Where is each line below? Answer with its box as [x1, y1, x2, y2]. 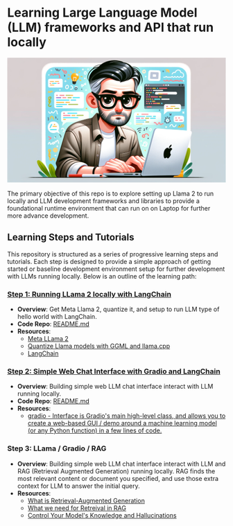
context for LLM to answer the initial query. [17, 482, 140, 490]
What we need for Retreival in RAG [27, 504, 127, 512]
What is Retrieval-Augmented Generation [27, 496, 146, 505]
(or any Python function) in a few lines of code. [27, 426, 162, 435]
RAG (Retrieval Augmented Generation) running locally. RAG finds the [17, 466, 216, 475]
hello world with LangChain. [17, 312, 97, 320]
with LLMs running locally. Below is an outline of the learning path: [7, 272, 197, 280]
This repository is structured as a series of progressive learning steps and [7, 249, 218, 258]
